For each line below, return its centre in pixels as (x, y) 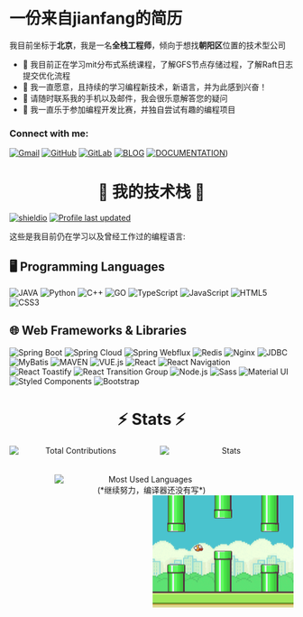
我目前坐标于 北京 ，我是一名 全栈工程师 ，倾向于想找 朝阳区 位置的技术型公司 (147, 45)
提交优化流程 (46, 75)
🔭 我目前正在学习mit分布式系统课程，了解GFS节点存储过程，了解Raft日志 (157, 64)
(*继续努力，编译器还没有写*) (151, 490)
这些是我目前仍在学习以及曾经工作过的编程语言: (98, 236)
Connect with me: (49, 134)
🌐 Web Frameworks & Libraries (98, 331)
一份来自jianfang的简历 (96, 18)
